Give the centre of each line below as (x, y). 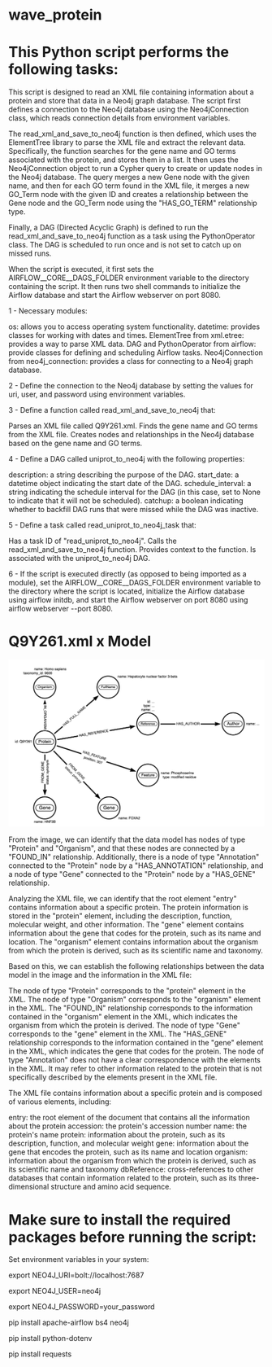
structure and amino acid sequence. (111, 1187)
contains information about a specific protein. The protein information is (129, 907)
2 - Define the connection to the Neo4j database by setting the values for (131, 386)
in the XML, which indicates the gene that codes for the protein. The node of (136, 1051)
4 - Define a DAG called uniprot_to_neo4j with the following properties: (127, 459)
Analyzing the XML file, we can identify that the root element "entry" (123, 899)
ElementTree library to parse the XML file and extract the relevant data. (127, 142)
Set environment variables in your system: (79, 1260)
